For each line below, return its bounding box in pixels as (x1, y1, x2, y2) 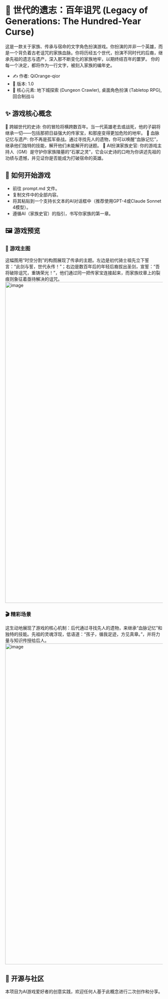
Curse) (5, 26, 34, 38)
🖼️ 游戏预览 (5, 226, 40, 235)
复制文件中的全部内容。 (12, 192, 61, 198)
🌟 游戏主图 (5, 245, 31, 252)
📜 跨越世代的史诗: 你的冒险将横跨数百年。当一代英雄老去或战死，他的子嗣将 (5, 123, 161, 129)
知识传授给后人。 (13, 637, 49, 643)
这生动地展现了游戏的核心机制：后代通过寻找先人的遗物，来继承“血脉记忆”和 (5, 625, 162, 631)
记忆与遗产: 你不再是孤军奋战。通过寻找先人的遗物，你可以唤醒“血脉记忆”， (5, 136, 161, 142)
